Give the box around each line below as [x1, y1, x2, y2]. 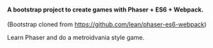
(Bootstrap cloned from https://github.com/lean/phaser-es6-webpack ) [7, 20, 207, 28]
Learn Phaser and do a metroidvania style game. [7, 34, 145, 42]
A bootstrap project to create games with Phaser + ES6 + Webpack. [7, 5, 204, 14]
